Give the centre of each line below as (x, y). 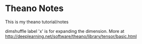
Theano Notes (34, 8)
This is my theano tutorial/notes (37, 22)
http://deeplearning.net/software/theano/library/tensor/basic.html (71, 36)
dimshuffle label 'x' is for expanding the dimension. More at (65, 31)
